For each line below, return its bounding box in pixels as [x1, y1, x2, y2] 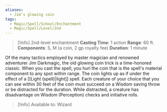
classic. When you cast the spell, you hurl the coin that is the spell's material [5, 65, 162, 71]
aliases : [5, 7, 23, 12]
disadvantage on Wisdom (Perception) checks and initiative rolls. [5, 92, 139, 98]
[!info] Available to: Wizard [17, 101, 72, 107]
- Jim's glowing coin [9, 12, 55, 17]
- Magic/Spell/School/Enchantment [9, 21, 81, 26]
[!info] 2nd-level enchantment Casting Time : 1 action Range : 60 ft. [17, 39, 155, 45]
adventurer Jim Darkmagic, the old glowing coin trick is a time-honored [5, 60, 152, 66]
